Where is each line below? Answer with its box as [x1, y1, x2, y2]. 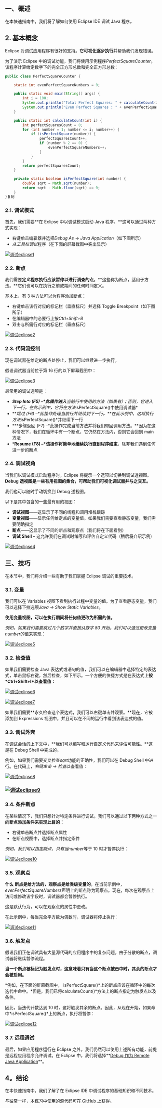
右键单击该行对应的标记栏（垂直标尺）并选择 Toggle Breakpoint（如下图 [12, 304, 155, 309]
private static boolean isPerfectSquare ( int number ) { [13, 177, 126, 181]
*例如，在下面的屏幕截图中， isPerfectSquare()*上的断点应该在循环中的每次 [5, 982, 155, 988]
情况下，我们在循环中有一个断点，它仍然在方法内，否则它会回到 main [16, 429, 154, 434]
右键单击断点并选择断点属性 [12, 829, 67, 835]
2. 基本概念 [5, 34, 38, 42]
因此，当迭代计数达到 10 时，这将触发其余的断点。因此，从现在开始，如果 [5, 1005, 151, 1011]
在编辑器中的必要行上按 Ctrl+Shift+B [12, 316, 83, 321]
